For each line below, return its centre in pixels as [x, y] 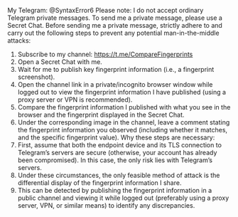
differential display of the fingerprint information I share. [99, 183]
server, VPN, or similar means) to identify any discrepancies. [106, 205]
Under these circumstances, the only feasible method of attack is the [119, 175]
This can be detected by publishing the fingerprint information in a [114, 190]
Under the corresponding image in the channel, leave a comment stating [124, 122]
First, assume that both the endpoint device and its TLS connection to [120, 145]
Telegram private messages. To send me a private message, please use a [115, 18]
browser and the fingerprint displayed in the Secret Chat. [101, 115]
